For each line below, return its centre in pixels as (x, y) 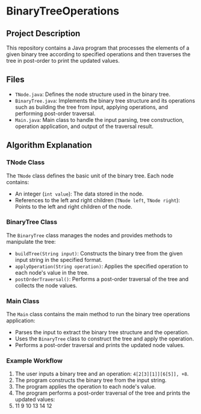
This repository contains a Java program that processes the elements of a (98, 48)
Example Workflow (35, 361)
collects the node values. (46, 285)
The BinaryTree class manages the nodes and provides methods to (89, 235)
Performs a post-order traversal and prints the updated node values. (100, 345)
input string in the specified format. (59, 260)
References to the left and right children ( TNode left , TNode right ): (97, 200)
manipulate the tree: (31, 241)
